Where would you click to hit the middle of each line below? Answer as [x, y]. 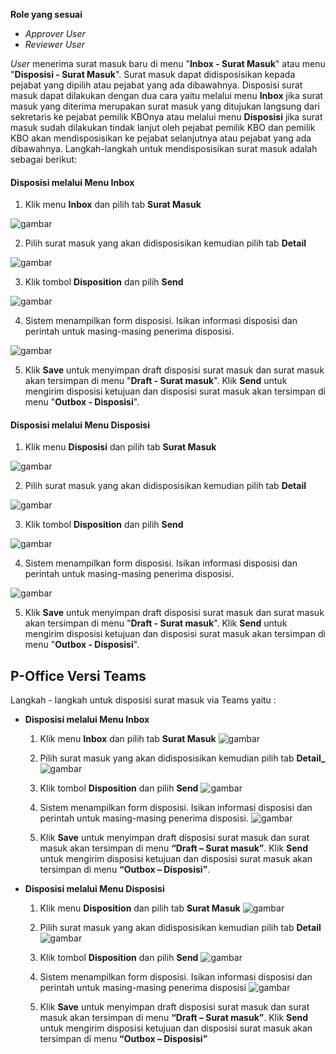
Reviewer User [55, 44]
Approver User [55, 33]
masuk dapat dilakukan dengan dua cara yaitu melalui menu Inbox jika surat [167, 95]
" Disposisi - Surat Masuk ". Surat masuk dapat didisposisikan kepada [153, 74]
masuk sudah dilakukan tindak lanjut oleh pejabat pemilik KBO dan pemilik [163, 127]
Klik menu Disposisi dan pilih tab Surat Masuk [120, 447]
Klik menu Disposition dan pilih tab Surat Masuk [140, 908]
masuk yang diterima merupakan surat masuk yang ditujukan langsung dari [165, 106]
